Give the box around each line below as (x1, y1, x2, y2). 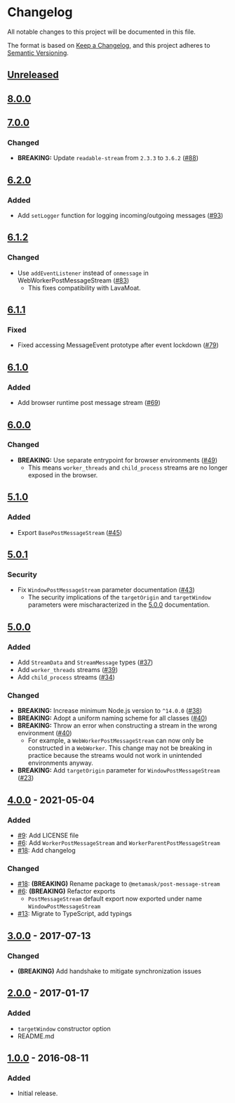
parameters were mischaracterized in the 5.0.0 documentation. (27, 600, 210, 609)
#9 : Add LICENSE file (17, 831, 79, 839)
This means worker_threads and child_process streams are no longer (27, 463, 228, 472)
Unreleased (7, 69, 60, 81)
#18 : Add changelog (17, 846, 76, 854)
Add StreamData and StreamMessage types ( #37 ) (17, 658, 154, 666)
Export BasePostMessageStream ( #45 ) (17, 528, 123, 536)
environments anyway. (27, 759, 93, 767)
